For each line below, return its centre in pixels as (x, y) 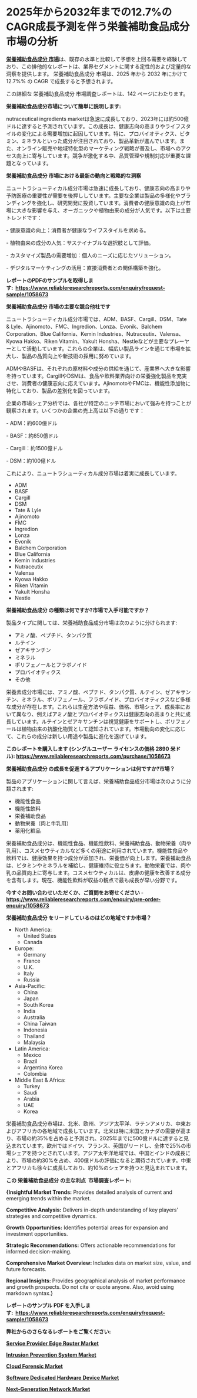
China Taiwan (40, 1023)
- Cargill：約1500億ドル (34, 448)
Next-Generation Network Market (48, 1389)
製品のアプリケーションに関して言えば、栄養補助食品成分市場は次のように (96, 781)
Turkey (32, 1086)
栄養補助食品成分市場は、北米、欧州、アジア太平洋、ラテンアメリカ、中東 (96, 1123)
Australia (34, 1017)
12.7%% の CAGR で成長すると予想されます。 (61, 81)
